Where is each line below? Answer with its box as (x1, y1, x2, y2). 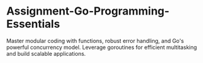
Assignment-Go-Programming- (6, 4, 170, 18)
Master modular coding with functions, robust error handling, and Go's (6, 37, 185, 44)
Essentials (6, 17, 60, 31)
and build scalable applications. (6, 50, 86, 57)
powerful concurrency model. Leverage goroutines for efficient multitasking (6, 44, 197, 51)
